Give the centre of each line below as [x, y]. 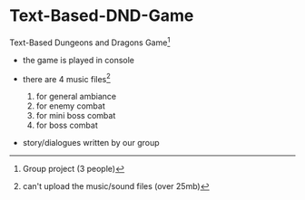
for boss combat [67, 125]
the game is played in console [78, 60]
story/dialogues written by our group [91, 143]
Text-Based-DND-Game [102, 16]
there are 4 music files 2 [66, 78]
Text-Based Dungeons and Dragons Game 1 [90, 42]
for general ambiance [76, 97]
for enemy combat [71, 106]
